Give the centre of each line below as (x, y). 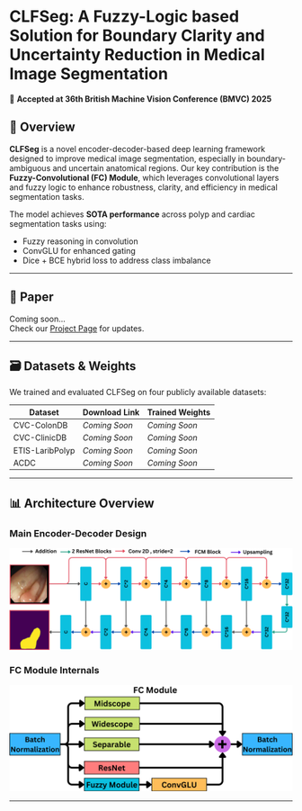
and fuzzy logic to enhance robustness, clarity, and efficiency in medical (144, 187)
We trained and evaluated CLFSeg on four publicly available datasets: (138, 392)
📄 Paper (31, 297)
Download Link (111, 412)
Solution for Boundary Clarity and (137, 36)
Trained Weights (179, 412)
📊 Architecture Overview (82, 503)
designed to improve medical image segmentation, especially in (127, 158)
